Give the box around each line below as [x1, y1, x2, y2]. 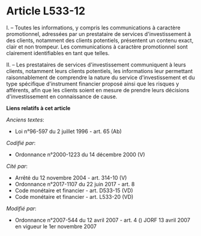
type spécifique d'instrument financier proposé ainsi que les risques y [6, 80, 179, 87]
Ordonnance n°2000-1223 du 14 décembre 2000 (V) [14, 151, 145, 158]
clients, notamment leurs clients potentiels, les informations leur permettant [6, 67, 193, 74]
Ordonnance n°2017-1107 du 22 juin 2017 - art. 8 [14, 180, 135, 187]
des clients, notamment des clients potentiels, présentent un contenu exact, [6, 37, 194, 44]
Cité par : [6, 162, 28, 170]
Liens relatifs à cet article [6, 104, 71, 111]
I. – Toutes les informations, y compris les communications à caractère [6, 24, 181, 31]
